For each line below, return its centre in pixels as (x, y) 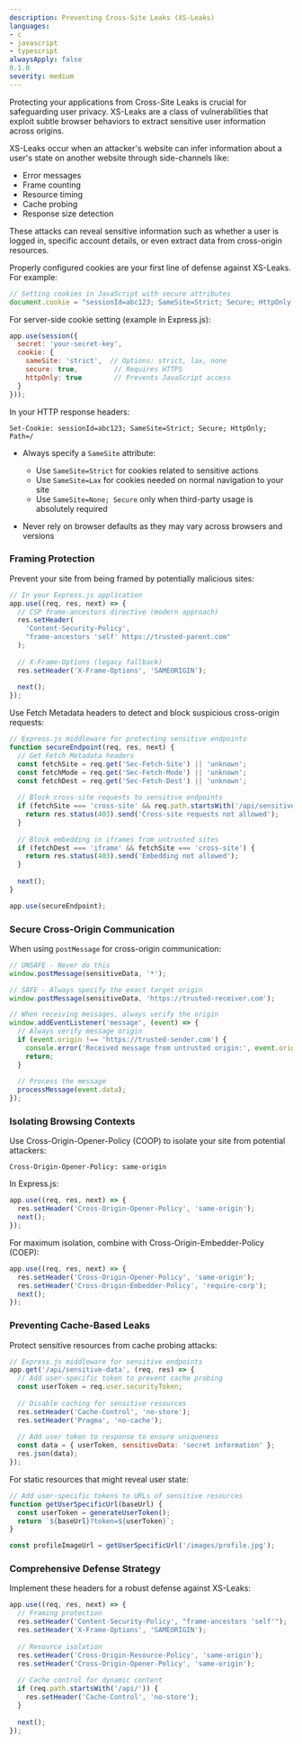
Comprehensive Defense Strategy (85, 1569)
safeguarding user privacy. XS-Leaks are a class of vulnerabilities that (139, 111)
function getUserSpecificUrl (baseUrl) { (86, 1504)
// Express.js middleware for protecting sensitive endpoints (128, 739)
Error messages (52, 175)
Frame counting (51, 185)
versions (38, 535)
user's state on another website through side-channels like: (119, 158)
